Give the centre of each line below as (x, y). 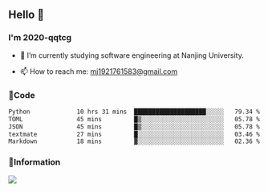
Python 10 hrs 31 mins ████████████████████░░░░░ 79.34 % (134, 112)
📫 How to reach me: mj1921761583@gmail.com (99, 71)
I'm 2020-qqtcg (40, 38)
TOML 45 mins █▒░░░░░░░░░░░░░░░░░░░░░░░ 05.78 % (134, 119)
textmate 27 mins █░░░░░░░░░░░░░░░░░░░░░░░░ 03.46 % (134, 134)
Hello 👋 (26, 15)
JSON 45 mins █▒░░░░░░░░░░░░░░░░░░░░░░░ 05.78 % (134, 127)
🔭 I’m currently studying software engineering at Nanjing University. (132, 55)
